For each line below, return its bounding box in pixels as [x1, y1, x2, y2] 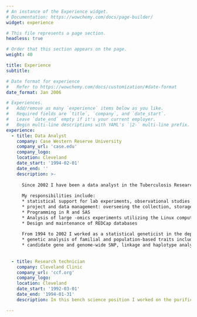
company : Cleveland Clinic [16, 264, 83, 270]
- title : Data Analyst [11, 133, 67, 139]
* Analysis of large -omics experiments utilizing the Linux [21, 215, 175, 221]
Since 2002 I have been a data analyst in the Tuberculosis [21, 182, 172, 188]
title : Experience [6, 62, 51, 68]
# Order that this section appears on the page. [6, 46, 127, 52]
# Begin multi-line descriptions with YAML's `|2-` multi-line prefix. [6, 122, 191, 128]
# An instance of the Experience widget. [6, 8, 109, 15]
